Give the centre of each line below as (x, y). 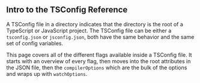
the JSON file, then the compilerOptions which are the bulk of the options (97, 67)
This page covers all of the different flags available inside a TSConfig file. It (99, 55)
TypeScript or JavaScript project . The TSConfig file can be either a (89, 30)
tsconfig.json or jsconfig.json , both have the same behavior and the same (100, 37)
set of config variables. (35, 43)
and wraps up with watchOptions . (47, 73)
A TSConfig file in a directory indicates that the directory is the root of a (95, 24)
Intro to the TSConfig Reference (67, 10)
